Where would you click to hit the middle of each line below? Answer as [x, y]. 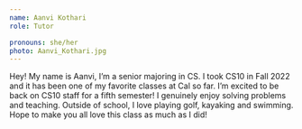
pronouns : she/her [44, 42]
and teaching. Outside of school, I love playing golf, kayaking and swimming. [151, 106]
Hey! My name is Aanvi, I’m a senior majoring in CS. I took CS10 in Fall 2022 [150, 77]
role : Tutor [32, 26]
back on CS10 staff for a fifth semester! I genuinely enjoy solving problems [148, 96]
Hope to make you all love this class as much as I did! [108, 115]
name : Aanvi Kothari [48, 18]
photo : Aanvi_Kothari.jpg [58, 51]
